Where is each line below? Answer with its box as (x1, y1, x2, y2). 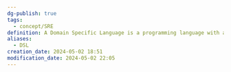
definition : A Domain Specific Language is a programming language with (7, 29, 220, 36)
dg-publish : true (7, 10, 57, 17)
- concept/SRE (13, 23, 54, 29)
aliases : (7, 36, 32, 43)
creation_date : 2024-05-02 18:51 (7, 49, 103, 56)
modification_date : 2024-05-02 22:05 (7, 55, 115, 62)
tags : (7, 16, 23, 23)
